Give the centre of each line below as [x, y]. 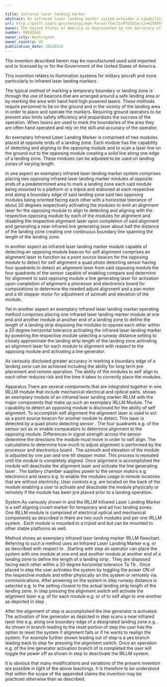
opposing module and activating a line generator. [55, 351]
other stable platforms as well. [36, 528]
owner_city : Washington [30, 37]
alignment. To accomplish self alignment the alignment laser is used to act [81, 413]
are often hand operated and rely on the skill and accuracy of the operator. [82, 127]
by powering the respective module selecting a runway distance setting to [81, 335]
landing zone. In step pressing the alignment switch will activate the [75, 591]
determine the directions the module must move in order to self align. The [81, 439]
